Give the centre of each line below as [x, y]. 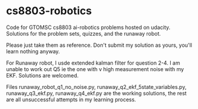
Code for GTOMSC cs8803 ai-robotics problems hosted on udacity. [88, 27]
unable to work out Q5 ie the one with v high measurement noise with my [95, 69]
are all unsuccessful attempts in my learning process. [71, 100]
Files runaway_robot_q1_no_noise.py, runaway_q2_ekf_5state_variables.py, [96, 86]
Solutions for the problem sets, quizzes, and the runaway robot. [84, 33]
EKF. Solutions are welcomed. [42, 75]
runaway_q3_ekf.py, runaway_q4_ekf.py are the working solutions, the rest [97, 93]
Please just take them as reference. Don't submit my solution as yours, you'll [99, 45]
